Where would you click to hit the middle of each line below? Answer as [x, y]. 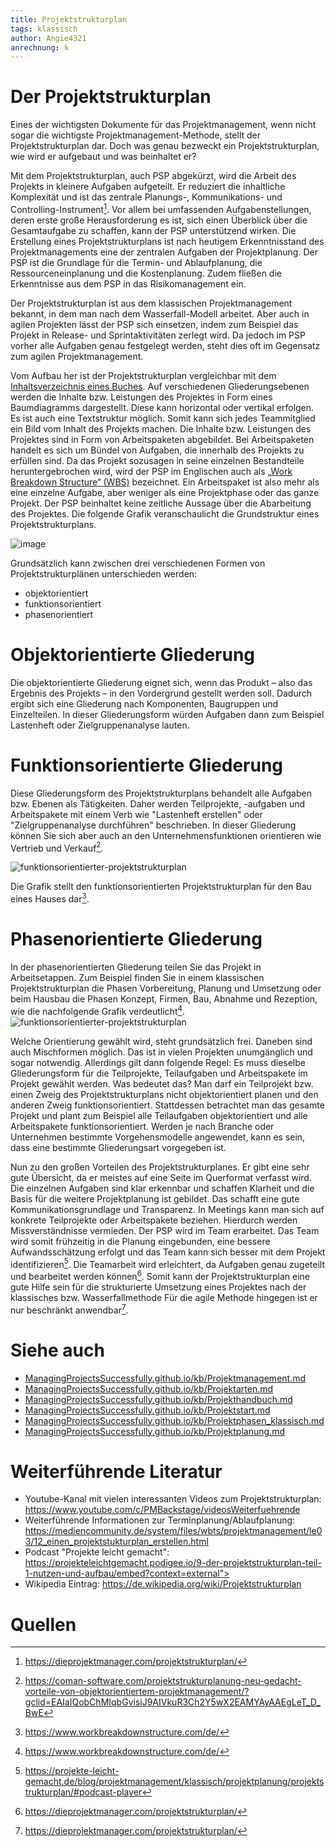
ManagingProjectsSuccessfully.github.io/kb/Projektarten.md [149, 1388]
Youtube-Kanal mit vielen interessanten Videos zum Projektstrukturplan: [173, 1499]
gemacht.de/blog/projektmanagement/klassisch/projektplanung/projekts [174, 1782]
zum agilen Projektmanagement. [77, 356]
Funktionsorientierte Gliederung [147, 765]
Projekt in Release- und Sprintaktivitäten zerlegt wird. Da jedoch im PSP [158, 335]
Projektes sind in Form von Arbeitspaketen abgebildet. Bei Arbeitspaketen [162, 439]
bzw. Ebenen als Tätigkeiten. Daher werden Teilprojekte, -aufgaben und [158, 803]
